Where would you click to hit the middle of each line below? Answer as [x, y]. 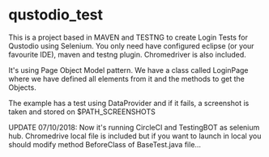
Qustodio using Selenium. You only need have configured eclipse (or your [131, 45]
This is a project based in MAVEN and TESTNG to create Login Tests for [128, 37]
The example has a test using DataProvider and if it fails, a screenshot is [129, 103]
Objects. [22, 87]
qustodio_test [56, 15]
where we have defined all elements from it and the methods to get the [126, 78]
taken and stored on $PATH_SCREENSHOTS [82, 112]
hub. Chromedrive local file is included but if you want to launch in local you [135, 136]
